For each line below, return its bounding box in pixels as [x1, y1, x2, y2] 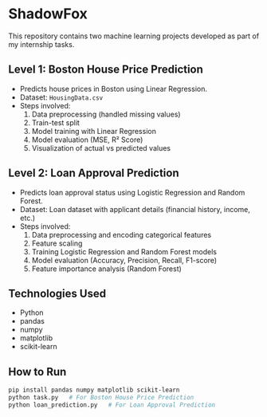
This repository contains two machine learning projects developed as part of [8, 31, 260, 41]
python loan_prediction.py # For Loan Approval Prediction [8, 400, 216, 409]
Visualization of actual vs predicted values [31, 143, 171, 152]
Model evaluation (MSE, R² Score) [31, 135, 143, 144]
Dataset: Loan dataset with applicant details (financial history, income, [19, 204, 251, 214]
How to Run [8, 364, 67, 379]
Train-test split [31, 117, 80, 128]
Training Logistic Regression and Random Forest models [31, 246, 218, 256]
